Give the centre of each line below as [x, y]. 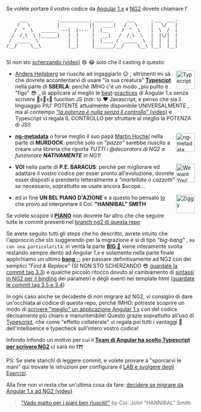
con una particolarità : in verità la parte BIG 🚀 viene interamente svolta [95, 246]
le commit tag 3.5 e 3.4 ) [36, 285]
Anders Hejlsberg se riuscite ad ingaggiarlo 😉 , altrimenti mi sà [92, 74]
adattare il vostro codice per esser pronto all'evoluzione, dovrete [95, 173]
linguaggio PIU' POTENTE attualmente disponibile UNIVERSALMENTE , [102, 105]
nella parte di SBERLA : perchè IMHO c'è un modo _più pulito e [92, 87]
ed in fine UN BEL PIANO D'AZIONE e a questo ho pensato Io [90, 198]
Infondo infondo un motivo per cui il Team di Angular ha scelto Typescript [98, 340]
